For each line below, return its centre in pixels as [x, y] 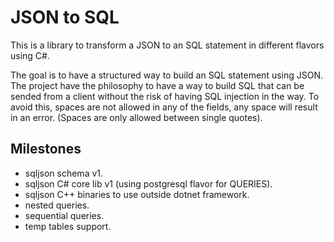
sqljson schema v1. [64, 173]
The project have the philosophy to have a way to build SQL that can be [157, 85]
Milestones [46, 149]
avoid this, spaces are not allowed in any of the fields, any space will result [164, 107]
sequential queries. [64, 215]
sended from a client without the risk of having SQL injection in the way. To [165, 96]
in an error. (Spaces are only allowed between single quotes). [136, 117]
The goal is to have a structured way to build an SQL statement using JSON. [167, 75]
